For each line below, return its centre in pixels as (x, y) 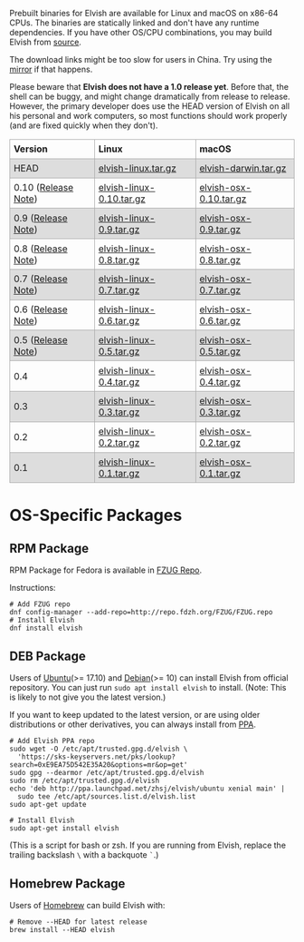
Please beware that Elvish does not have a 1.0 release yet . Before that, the (149, 87)
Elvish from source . (45, 42)
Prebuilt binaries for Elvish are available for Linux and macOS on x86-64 (144, 13)
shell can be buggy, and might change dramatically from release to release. (150, 96)
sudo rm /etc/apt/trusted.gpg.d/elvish (85, 781)
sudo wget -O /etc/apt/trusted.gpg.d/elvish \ (99, 749)
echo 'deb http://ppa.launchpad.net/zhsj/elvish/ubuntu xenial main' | (147, 789)
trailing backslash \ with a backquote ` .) (84, 855)
